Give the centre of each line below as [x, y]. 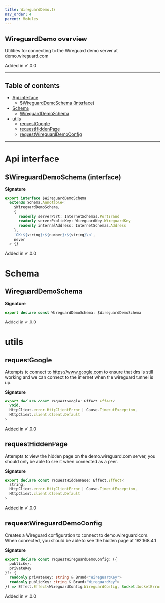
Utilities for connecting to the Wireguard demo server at [62, 51]
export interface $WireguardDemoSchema [46, 198]
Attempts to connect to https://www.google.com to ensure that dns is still [79, 372]
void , [15, 405]
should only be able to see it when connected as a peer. [62, 461]
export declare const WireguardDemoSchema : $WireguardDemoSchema [73, 312]
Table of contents [32, 86]
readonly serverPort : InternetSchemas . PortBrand [69, 216]
